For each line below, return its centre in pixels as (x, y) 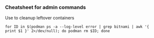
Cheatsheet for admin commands (46, 7)
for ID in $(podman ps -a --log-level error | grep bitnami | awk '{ (77, 27)
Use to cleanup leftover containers (40, 18)
